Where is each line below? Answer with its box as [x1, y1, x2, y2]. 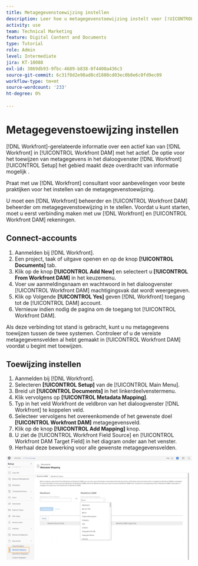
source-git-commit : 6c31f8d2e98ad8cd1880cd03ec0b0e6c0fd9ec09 [6, 72, 162, 78]
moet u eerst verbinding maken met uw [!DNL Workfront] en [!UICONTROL [6, 210, 187, 217]
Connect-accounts [6, 233, 77, 243]
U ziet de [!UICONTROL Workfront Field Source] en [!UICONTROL [14, 432, 174, 439]
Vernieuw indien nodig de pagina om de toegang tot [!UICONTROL [14, 305, 176, 313]
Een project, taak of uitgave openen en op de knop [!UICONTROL [14, 255, 174, 262]
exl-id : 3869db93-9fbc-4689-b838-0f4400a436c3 [6, 66, 123, 72]
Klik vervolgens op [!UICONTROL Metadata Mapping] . [14, 394, 148, 401]
